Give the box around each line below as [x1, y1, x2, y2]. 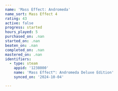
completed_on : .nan [5, 47, 45, 52]
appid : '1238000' [14, 66, 49, 71]
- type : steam [9, 61, 38, 66]
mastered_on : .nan [5, 52, 42, 57]
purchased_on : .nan [5, 34, 45, 39]
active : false [5, 20, 34, 26]
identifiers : [5, 57, 32, 61]
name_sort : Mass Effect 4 [5, 12, 57, 16]
